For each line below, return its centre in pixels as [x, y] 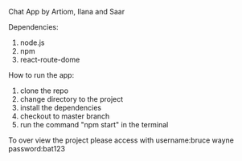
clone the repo [44, 91]
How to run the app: [41, 75]
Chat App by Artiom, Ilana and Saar [67, 12]
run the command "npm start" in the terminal [94, 125]
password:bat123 [37, 149]
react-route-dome [50, 60]
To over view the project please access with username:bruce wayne [121, 140]
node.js [33, 42]
